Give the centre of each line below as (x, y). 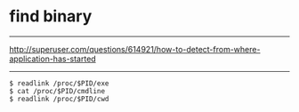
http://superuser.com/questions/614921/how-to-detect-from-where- (135, 49)
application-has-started (53, 59)
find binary (51, 16)
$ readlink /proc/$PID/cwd (59, 99)
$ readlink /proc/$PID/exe (59, 83)
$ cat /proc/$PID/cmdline (57, 91)
